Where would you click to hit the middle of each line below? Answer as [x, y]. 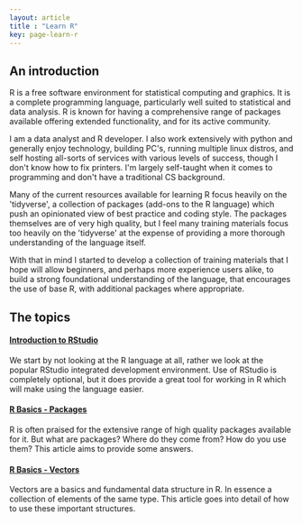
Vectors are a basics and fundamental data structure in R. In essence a [141, 490]
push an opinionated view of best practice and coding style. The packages [148, 214]
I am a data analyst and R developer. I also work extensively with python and [151, 139]
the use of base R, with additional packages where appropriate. [127, 289]
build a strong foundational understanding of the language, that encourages [150, 280]
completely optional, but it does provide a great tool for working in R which [148, 379]
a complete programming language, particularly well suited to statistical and [150, 102]
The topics [40, 317]
